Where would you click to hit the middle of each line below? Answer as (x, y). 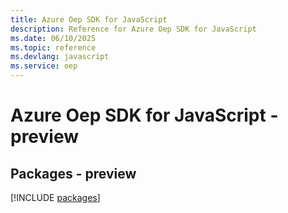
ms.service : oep (44, 66)
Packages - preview (73, 173)
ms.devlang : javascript (60, 57)
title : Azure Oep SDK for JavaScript (89, 19)
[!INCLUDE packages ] (55, 197)
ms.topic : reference (53, 47)
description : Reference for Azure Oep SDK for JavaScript (133, 29)
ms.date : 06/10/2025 (53, 38)
